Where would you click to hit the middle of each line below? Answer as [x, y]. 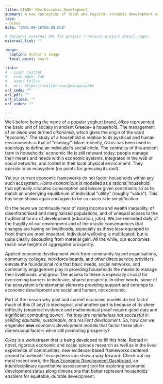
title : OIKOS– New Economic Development [47, 10]
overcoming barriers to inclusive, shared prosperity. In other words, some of [81, 280]
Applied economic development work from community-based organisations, [81, 254]
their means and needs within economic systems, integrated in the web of [79, 158]
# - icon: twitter [24, 72]
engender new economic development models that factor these [69, 326]
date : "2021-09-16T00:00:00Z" [36, 28]
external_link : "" [24, 41]
